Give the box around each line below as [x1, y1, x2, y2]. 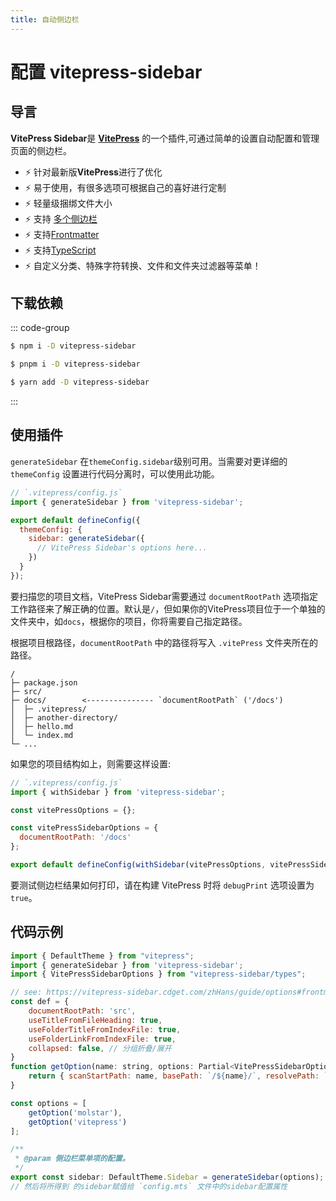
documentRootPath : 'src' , [28, 1006, 137, 1016]
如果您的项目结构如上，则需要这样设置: [10, 757, 172, 770]
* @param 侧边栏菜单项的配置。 [14, 1154, 130, 1164]
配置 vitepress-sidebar [10, 61, 203, 83]
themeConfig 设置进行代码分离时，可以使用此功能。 [10, 467, 220, 480]
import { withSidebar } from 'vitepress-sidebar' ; [10, 787, 226, 797]
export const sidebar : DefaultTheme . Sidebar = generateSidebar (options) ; [10, 1172, 325, 1183]
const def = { [10, 997, 70, 1007]
